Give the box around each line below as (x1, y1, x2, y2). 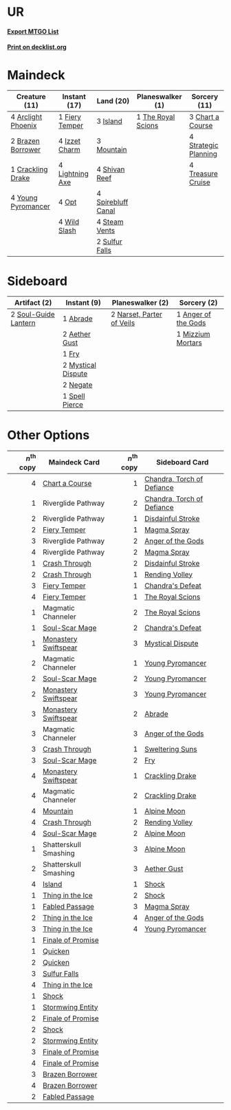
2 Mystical (62, 361, 96, 370)
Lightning (58, 169, 89, 179)
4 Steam (96, 217, 124, 227)
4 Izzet (58, 136, 81, 146)
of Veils (111, 318, 135, 328)
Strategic (188, 140, 219, 150)
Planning (188, 149, 218, 159)
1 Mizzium (176, 330, 211, 339)
